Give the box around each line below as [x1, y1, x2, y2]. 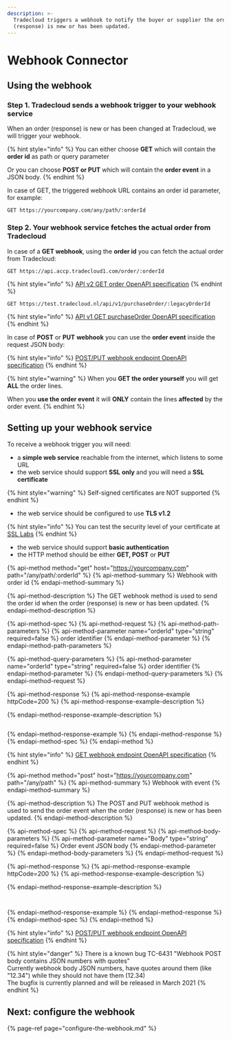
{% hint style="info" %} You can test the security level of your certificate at [7, 523, 220, 531]
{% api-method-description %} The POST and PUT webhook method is [7, 799, 210, 807]
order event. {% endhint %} [7, 402, 85, 410]
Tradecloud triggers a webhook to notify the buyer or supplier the [13, 16, 214, 23]
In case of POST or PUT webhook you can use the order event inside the [7, 333, 215, 341]
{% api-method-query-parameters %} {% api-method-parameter [7, 655, 192, 663]
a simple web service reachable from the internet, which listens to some [16, 454, 223, 462]
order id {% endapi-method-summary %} [7, 579, 124, 587]
